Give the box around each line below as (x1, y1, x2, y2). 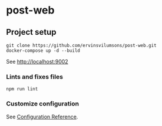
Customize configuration (6, 100, 80, 108)
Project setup (6, 27, 57, 37)
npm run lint (6, 86, 38, 92)
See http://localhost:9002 (6, 58, 69, 65)
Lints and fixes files (6, 72, 64, 81)
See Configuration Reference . (6, 113, 78, 120)
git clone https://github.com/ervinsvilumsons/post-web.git (6, 42, 157, 48)
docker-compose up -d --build (6, 48, 81, 54)
